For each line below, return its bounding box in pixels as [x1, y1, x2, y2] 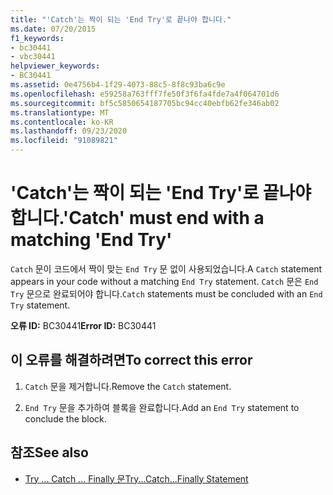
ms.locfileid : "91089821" [10, 136, 118, 146]
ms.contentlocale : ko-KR [10, 117, 114, 127]
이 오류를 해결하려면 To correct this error [10, 352, 253, 369]
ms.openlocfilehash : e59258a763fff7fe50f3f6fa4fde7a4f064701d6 [10, 89, 280, 99]
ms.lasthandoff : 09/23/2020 [10, 126, 128, 136]
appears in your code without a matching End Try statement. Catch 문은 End [10, 275, 319, 287]
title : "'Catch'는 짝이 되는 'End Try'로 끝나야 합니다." [10, 14, 232, 25]
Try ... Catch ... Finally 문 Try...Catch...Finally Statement [24, 472, 249, 485]
